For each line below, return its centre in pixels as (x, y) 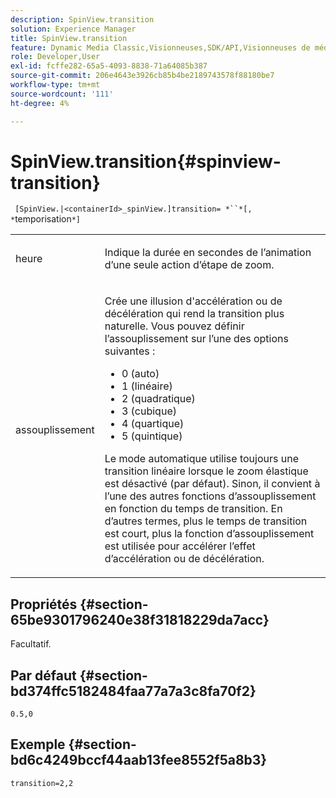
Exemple (38, 744)
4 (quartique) (153, 424)
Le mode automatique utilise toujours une (202, 459)
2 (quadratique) (158, 399)
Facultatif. (31, 644)
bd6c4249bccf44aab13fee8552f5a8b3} (139, 760)
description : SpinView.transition (82, 19)
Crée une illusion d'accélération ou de (193, 301)
